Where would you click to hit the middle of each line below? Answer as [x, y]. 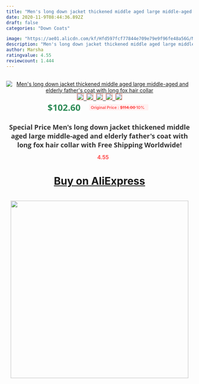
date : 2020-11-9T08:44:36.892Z [45, 17]
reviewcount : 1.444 [30, 61]
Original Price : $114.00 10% [118, 107]
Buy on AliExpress [99, 181]
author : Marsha [25, 50]
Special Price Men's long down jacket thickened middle [99, 127]
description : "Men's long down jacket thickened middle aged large [91, 44]
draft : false [22, 22]
